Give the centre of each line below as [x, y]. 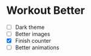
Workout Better [45, 11]
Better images [32, 34]
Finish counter [33, 41]
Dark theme [30, 27]
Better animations [37, 48]
